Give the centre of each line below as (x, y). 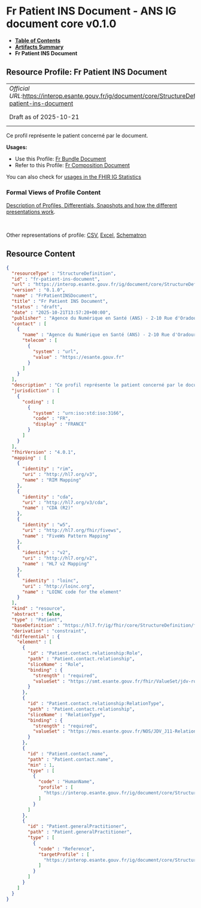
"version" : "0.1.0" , (39, 290)
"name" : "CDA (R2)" (48, 508)
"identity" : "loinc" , (50, 580)
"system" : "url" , (56, 352)
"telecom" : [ (40, 341)
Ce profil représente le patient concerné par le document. (77, 135)
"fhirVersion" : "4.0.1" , (44, 452)
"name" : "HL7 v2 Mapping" (56, 564)
